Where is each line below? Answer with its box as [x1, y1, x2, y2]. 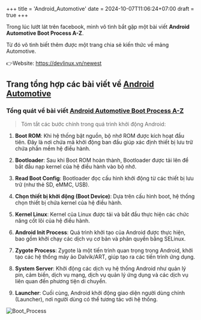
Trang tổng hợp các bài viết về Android [6, 79, 154, 90]
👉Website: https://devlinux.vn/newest [6, 60, 102, 67]
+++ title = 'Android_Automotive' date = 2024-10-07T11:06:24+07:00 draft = [6, 5, 194, 12]
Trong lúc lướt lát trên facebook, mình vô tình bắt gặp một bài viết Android [6, 23, 190, 30]
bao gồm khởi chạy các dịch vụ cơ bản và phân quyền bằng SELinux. [14, 235, 186, 242]
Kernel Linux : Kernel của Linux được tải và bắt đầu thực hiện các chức [14, 211, 190, 218]
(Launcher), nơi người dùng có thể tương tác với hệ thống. [14, 295, 158, 303]
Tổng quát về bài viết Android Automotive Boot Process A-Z [6, 106, 184, 115]
